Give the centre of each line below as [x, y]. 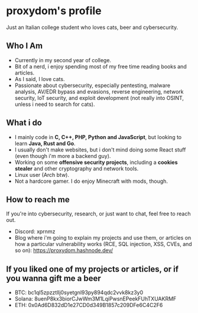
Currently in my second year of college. [63, 60]
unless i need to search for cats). [55, 104]
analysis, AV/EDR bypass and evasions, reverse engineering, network [99, 91]
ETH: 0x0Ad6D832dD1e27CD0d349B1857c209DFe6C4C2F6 [89, 305]
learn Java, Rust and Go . [45, 143]
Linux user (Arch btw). [42, 175]
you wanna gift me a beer [54, 278]
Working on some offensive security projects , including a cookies [96, 162]
